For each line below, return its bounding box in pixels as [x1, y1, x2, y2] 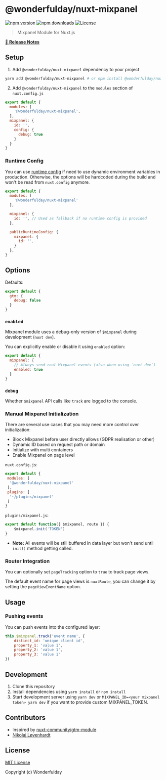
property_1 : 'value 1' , [14, 643, 63, 648]
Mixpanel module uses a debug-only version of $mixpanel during [5, 329, 137, 335]
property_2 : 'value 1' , [14, 648, 63, 652]
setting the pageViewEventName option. [5, 584, 82, 590]
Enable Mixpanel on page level [12, 452, 75, 458]
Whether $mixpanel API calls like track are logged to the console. [5, 398, 137, 404]
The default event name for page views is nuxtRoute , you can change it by [5, 578, 156, 584]
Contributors [5, 713, 46, 722]
